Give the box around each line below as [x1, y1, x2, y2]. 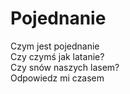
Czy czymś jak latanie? [10, 50, 105, 62]
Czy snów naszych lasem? [10, 61, 120, 73]
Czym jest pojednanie [10, 40, 100, 52]
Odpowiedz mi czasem [10, 72, 105, 84]
